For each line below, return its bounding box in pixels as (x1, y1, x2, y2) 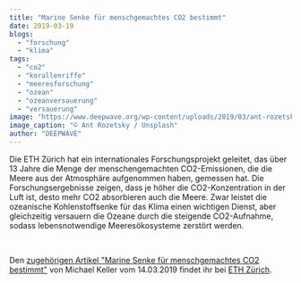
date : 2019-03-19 (9, 21, 74, 30)
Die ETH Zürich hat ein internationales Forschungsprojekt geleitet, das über (9, 154, 288, 164)
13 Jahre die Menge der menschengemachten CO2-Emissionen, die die (9, 162, 273, 174)
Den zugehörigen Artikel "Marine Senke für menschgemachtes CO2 (9, 254, 260, 265)
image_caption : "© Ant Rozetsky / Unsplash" (9, 121, 178, 130)
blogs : (9, 29, 34, 38)
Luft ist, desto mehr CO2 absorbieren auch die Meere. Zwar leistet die (9, 191, 267, 202)
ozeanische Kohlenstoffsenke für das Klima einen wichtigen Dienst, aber (9, 201, 277, 212)
